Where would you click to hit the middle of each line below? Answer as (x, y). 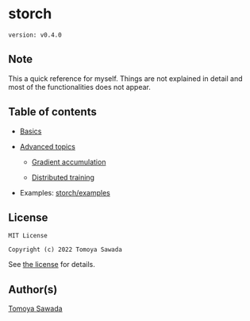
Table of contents (52, 112)
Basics (31, 131)
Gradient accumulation (69, 162)
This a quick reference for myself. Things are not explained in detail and (125, 78)
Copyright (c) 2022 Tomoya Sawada (65, 250)
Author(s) (33, 290)
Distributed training (63, 177)
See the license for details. (52, 265)
